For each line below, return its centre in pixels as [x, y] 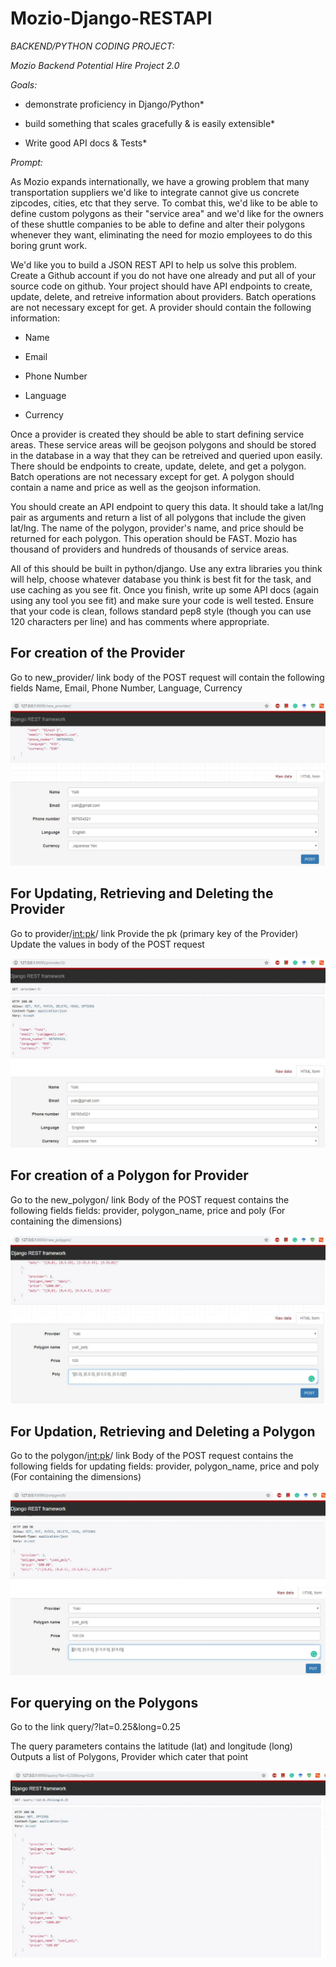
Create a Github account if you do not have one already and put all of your [163, 275]
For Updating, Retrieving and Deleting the [142, 893]
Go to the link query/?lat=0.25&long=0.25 [95, 1727]
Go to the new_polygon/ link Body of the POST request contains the [150, 1199]
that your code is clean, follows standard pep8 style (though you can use [161, 611]
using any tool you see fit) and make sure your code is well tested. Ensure [162, 600]
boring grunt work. [49, 245]
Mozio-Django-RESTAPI [111, 18]
